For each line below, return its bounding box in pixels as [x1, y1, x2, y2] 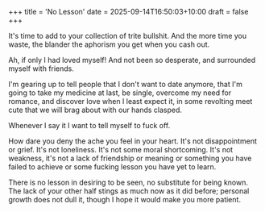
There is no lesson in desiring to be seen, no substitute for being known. [8, 177, 248, 187]
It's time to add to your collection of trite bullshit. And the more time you [8, 31, 247, 40]
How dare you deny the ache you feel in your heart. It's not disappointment [8, 136, 258, 146]
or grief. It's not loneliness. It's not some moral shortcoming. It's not [8, 145, 234, 154]
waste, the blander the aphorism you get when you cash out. [8, 39, 210, 49]
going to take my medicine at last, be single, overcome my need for [8, 88, 232, 98]
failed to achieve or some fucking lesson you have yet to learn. [8, 162, 217, 172]
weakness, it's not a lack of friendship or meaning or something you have [8, 153, 252, 163]
